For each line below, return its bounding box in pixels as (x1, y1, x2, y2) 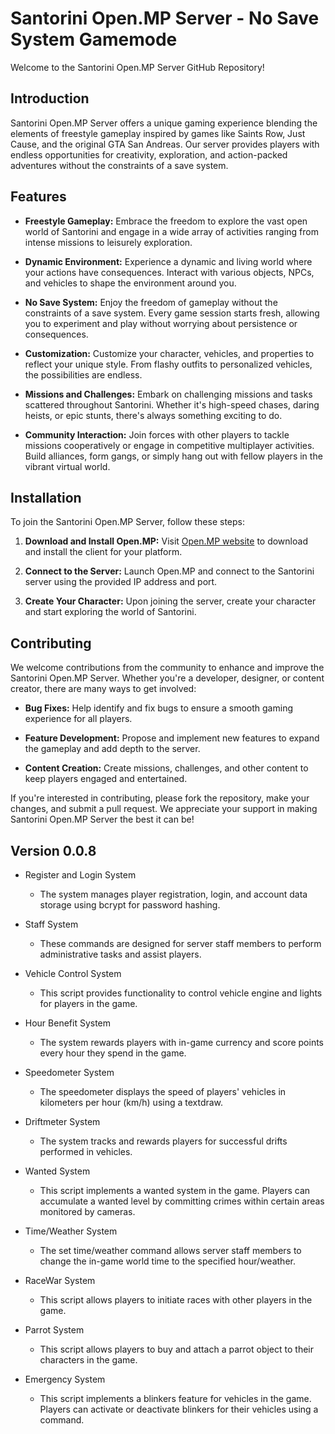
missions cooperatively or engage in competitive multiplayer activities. (24, 439, 315, 451)
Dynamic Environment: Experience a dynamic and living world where (24, 255, 313, 267)
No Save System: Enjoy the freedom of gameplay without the (24, 296, 278, 308)
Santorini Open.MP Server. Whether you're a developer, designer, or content (10, 672, 325, 684)
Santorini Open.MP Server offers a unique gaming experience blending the (10, 117, 318, 129)
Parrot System (24, 1324, 85, 1336)
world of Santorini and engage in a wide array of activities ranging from (24, 225, 319, 237)
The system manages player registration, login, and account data (39, 888, 308, 900)
